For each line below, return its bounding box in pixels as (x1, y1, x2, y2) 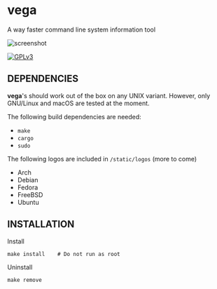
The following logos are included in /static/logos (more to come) (7, 154, 197, 163)
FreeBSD (17, 190, 43, 199)
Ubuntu (17, 198, 40, 206)
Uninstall (7, 262, 33, 271)
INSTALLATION (7, 218, 75, 230)
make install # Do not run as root (7, 250, 120, 257)
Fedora (17, 183, 38, 191)
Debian (17, 175, 38, 184)
